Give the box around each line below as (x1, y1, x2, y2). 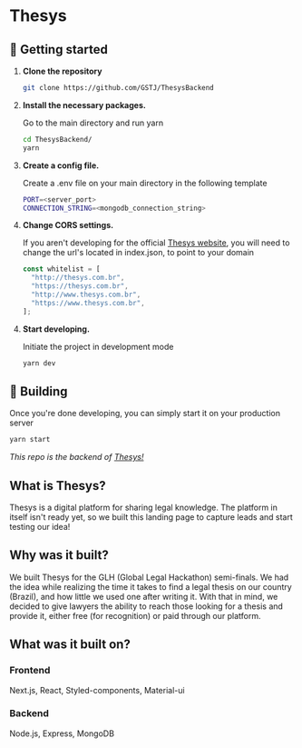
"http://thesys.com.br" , (31, 274, 125, 283)
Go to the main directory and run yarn (22, 117, 164, 128)
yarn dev (22, 358, 56, 368)
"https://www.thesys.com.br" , (31, 298, 145, 307)
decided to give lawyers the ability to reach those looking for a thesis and (9, 601, 284, 612)
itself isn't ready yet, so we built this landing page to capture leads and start (9, 512, 293, 523)
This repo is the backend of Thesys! (9, 452, 144, 463)
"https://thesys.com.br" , (31, 282, 129, 291)
